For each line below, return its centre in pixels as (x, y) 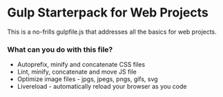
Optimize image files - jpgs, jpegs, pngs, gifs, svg (87, 79)
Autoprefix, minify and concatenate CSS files (81, 65)
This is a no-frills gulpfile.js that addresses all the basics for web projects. (112, 32)
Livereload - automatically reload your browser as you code (102, 87)
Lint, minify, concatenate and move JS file (77, 72)
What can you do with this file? (60, 50)
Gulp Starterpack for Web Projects (108, 13)
